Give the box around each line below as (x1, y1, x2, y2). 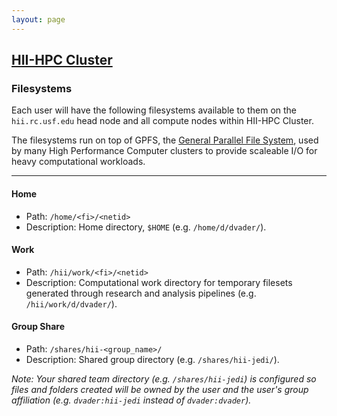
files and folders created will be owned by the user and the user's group (11, 383, 309, 395)
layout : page (11, 14, 66, 25)
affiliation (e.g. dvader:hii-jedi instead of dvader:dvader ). (11, 394, 252, 406)
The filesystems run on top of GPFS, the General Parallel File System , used (11, 134, 319, 146)
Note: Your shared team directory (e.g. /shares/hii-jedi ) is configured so (11, 372, 317, 385)
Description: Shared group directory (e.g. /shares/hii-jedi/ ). (25, 353, 280, 365)
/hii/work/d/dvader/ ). (25, 297, 118, 310)
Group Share (11, 321, 66, 333)
